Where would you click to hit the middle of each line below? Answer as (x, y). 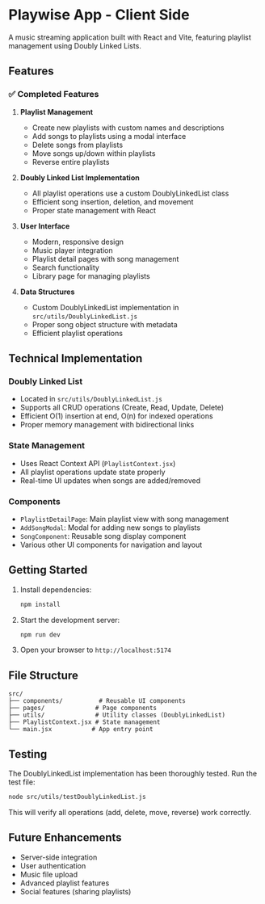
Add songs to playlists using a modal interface (109, 136)
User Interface (45, 226)
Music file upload (49, 874)
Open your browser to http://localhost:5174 (96, 650)
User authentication (53, 865)
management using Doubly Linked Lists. (75, 45)
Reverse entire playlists (71, 162)
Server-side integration (59, 857)
